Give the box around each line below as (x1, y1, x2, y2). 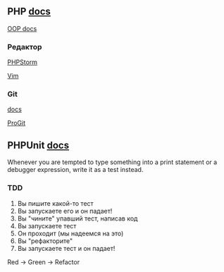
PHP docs (7, 6, 51, 18)
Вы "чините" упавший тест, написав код (17, 214, 138, 223)
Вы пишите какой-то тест (17, 199, 94, 207)
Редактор (7, 42, 42, 51)
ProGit (7, 119, 26, 128)
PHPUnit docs (7, 139, 69, 151)
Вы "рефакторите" (17, 236, 73, 245)
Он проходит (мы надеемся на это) (17, 229, 124, 237)
